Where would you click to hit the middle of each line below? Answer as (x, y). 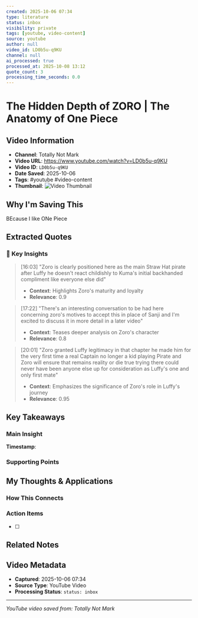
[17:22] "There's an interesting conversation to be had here (92, 308)
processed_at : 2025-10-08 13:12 (46, 66)
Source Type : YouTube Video (50, 586)
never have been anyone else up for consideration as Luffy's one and (105, 368)
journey (39, 393)
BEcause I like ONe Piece (37, 218)
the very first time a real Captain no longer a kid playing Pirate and (101, 356)
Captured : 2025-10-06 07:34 (50, 579)
